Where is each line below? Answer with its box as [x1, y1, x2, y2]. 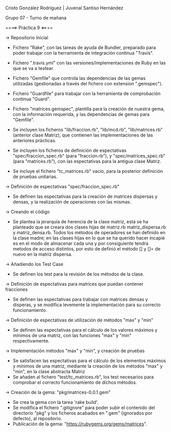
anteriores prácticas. [12, 138, 57, 143]
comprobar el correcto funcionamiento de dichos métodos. [12, 379, 137, 385]
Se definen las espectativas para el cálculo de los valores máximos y [12, 327, 158, 333]
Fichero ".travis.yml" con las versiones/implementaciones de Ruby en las [12, 60, 166, 66]
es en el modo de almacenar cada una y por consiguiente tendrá [12, 240, 149, 246]
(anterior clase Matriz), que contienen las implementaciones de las [12, 132, 153, 138]
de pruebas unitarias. [12, 174, 58, 179]
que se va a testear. [12, 65, 55, 71]
